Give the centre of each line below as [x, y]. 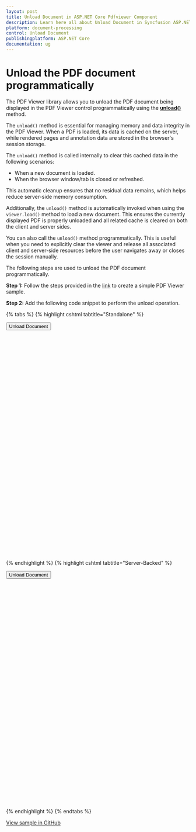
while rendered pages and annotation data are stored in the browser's [90, 137]
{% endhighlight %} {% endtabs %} [49, 811]
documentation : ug [28, 44]
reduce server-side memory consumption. [57, 196]
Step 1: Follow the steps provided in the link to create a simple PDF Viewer [95, 285]
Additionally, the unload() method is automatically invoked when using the [95, 208]
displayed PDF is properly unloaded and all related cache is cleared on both [97, 220]
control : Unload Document [37, 33]
